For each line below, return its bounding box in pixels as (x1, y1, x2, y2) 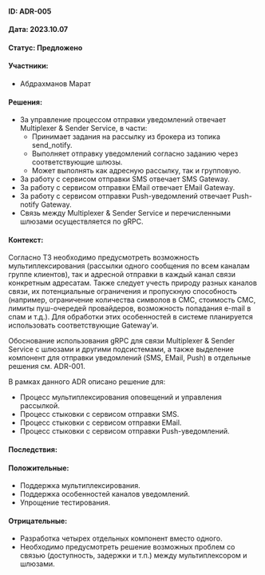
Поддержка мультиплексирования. (19, 481, 141, 490)
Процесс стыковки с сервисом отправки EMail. (19, 418, 182, 427)
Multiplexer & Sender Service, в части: (19, 124, 148, 133)
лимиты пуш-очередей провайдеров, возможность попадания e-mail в (8, 303, 251, 313)
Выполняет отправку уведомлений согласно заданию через (31, 149, 239, 159)
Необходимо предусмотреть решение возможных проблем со (19, 542, 235, 552)
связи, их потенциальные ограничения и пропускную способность (8, 287, 238, 296)
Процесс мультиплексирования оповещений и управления (19, 392, 222, 402)
